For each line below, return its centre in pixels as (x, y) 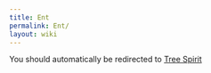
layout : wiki (33, 34)
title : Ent (29, 17)
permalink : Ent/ (39, 26)
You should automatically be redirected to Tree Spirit (105, 60)
